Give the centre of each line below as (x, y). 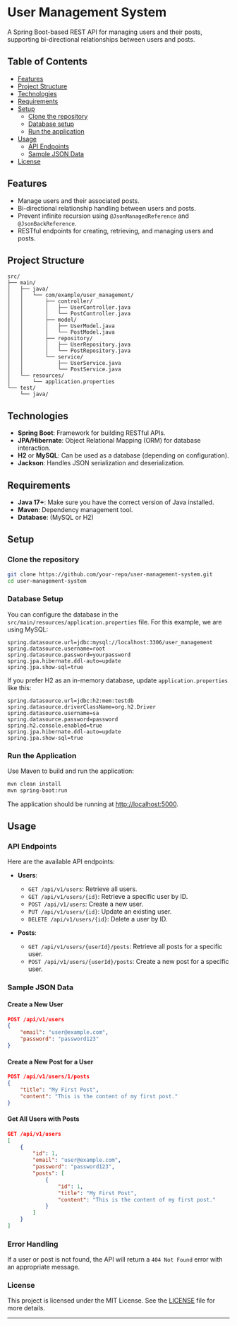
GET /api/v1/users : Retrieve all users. (83, 889)
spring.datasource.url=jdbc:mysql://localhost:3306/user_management (110, 642)
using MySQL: (28, 629)
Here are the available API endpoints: (61, 862)
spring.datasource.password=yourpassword (69, 655)
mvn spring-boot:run (38, 790)
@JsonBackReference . (47, 223)
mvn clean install (34, 784)
